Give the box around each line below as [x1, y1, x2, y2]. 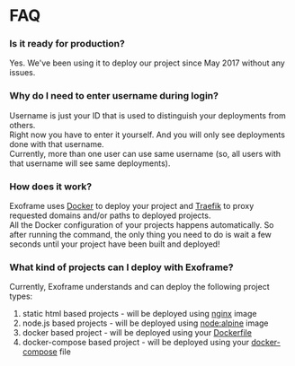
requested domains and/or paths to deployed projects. [9, 210, 211, 221]
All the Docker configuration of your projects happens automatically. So [9, 220, 274, 231]
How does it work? [9, 180, 93, 193]
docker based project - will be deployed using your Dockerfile [22, 327, 252, 338]
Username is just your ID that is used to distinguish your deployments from [9, 109, 286, 121]
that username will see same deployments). [9, 158, 171, 169]
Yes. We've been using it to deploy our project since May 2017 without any [9, 57, 285, 68]
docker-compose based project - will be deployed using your [22, 337, 250, 348]
